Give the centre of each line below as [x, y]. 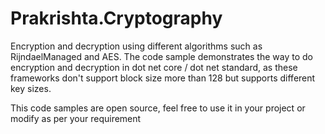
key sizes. [31, 88]
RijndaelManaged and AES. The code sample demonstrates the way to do [161, 56]
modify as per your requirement [76, 118]
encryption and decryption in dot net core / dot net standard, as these [154, 67]
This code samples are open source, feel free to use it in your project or [158, 108]
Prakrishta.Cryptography [116, 18]
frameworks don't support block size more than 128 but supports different [163, 78]
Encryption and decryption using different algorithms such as [136, 46]
